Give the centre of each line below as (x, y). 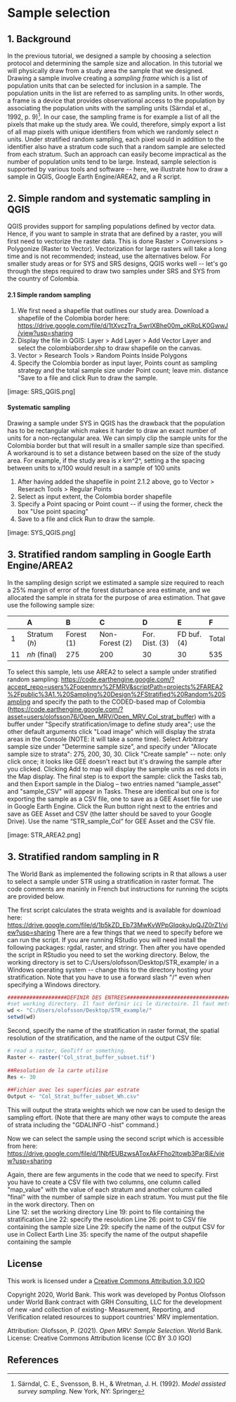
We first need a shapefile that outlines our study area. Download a (113, 310)
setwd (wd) (22, 1017)
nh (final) (42, 654)
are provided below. (36, 896)
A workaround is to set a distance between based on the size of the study (114, 453)
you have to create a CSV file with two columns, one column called (104, 1182)
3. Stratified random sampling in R (83, 857)
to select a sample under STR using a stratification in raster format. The (111, 881)
